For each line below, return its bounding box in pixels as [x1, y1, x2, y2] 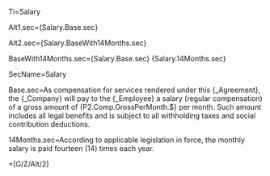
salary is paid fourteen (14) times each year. [8, 144, 155, 153]
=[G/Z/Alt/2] [8, 159, 49, 169]
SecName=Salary [8, 69, 67, 79]
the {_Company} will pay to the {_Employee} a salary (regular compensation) [8, 94, 263, 103]
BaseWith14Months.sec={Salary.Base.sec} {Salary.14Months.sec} [8, 54, 226, 63]
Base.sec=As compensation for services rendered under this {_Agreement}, [8, 85, 261, 94]
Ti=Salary [8, 7, 41, 16]
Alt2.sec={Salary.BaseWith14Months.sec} [8, 38, 147, 48]
